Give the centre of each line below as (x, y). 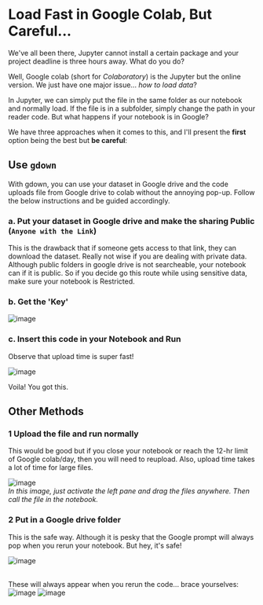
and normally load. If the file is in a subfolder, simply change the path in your (132, 108)
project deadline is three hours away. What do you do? (96, 61)
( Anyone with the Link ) (52, 231)
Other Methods (46, 411)
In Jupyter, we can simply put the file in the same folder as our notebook (125, 100)
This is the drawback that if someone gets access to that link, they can (122, 248)
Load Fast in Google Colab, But (110, 15)
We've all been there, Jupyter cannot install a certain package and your (124, 53)
